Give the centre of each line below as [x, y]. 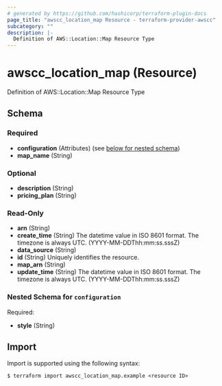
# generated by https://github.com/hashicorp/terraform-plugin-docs [107, 13]
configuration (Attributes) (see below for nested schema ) [98, 148]
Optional [22, 173]
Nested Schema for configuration [64, 297]
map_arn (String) [41, 264]
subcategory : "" [30, 26]
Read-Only [26, 213]
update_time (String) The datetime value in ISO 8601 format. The [109, 272]
